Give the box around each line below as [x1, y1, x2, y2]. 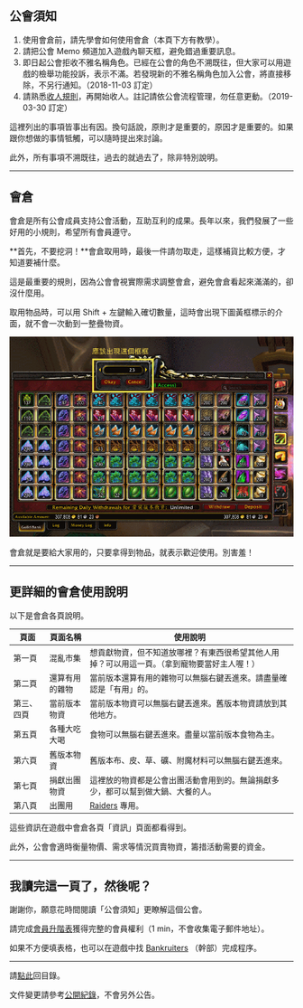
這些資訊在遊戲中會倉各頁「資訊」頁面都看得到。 [9, 822, 191, 833]
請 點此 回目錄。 [9, 970, 65, 981]
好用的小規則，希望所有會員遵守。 [9, 226, 136, 237]
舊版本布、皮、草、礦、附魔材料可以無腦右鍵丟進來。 [89, 754, 288, 766]
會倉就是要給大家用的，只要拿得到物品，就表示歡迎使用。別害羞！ [9, 547, 254, 558]
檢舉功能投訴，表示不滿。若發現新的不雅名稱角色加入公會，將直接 [38, 68, 284, 79]
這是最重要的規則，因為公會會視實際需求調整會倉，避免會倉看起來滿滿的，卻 [9, 276, 294, 287]
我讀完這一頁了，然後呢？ [9, 878, 151, 893]
